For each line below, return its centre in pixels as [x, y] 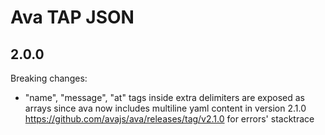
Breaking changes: [49, 78]
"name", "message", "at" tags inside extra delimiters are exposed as [165, 97]
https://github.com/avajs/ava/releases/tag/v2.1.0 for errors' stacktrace [169, 119]
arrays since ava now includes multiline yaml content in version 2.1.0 [165, 108]
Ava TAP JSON [72, 17]
